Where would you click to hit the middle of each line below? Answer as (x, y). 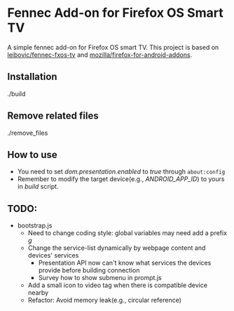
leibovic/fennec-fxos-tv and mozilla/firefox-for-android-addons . (100, 55)
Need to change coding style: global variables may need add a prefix (128, 233)
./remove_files (28, 133)
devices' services (53, 256)
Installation (32, 77)
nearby (38, 293)
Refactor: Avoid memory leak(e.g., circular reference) (105, 300)
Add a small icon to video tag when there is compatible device (118, 285)
